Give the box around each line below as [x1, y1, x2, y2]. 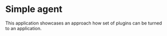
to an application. [5, 25, 42, 31]
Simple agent [5, 3, 63, 15]
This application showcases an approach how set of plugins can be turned [5, 20, 162, 26]
